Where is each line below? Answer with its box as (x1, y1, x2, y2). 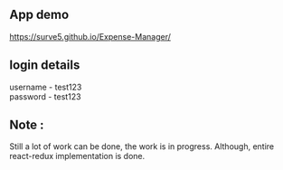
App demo (9, 7, 70, 23)
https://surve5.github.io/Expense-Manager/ (9, 31, 172, 42)
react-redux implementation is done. (9, 151, 146, 162)
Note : (9, 118, 44, 133)
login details (9, 58, 80, 73)
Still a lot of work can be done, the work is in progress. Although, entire (9, 141, 274, 152)
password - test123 (9, 90, 81, 102)
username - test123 (9, 81, 82, 92)
